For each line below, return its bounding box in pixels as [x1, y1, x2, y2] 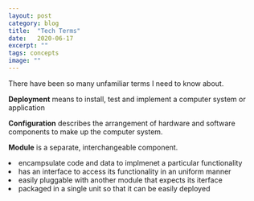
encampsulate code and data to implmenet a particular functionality [18, 158, 243, 167]
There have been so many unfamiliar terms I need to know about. [8, 78, 224, 88]
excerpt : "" [8, 42, 48, 50]
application [8, 102, 46, 113]
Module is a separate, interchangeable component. [8, 142, 178, 152]
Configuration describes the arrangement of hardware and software [8, 118, 236, 128]
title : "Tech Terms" [8, 27, 81, 35]
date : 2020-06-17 [8, 34, 74, 43]
